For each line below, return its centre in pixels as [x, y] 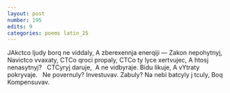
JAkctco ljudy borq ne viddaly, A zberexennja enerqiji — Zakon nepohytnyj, [115, 53]
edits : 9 [20, 26]
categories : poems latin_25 [48, 33]
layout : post [26, 14]
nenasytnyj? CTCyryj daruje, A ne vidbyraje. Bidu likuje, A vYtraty [103, 67]
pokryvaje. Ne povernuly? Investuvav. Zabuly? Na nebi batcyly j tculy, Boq [115, 75]
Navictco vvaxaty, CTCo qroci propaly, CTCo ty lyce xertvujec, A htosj [108, 60]
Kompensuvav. [29, 82]
